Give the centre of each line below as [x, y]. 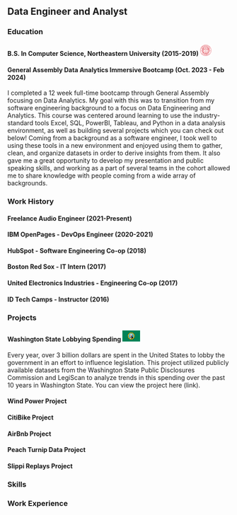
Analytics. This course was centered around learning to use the [100, 115]
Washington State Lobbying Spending [64, 340]
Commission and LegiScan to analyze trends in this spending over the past [116, 377]
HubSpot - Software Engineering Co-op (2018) [77, 250]
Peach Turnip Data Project [47, 450]
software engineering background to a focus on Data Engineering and [109, 108]
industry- [207, 115]
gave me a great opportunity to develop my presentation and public [105, 161]
